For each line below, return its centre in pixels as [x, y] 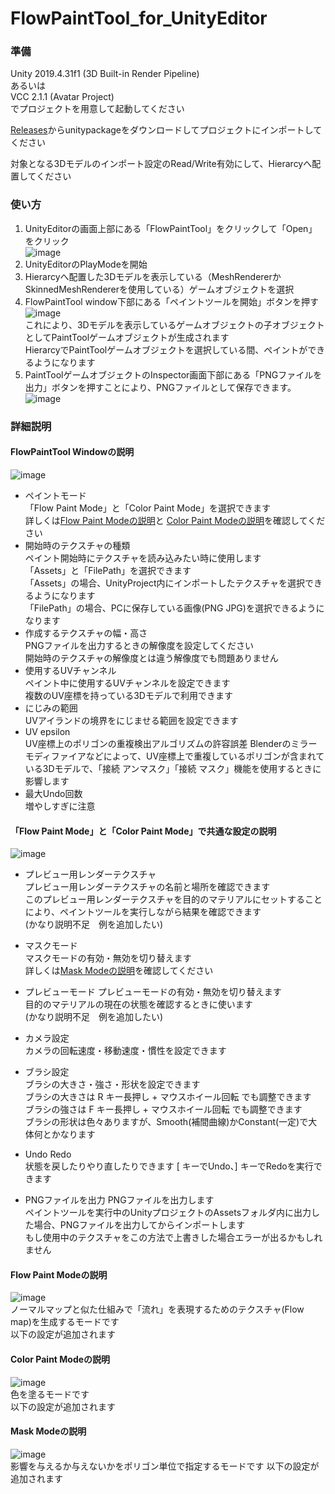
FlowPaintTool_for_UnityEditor [139, 18]
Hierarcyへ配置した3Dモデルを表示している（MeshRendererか [153, 276]
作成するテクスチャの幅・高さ [86, 633]
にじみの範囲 [51, 708]
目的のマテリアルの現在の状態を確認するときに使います [138, 1004]
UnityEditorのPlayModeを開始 [86, 264]
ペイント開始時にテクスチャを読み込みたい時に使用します [143, 558]
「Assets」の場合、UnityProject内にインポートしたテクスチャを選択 [165, 583]
